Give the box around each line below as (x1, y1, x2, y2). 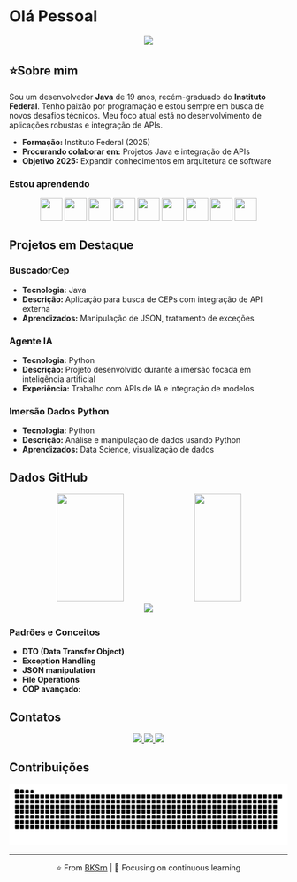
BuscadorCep (9, 264, 70, 276)
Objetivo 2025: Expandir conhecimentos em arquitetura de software (21, 155, 272, 166)
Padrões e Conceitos (9, 626, 101, 638)
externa (21, 303, 50, 313)
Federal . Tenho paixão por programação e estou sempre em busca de (9, 100, 265, 112)
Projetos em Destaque (9, 237, 134, 253)
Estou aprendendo (9, 177, 90, 190)
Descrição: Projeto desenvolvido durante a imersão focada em (21, 365, 252, 375)
